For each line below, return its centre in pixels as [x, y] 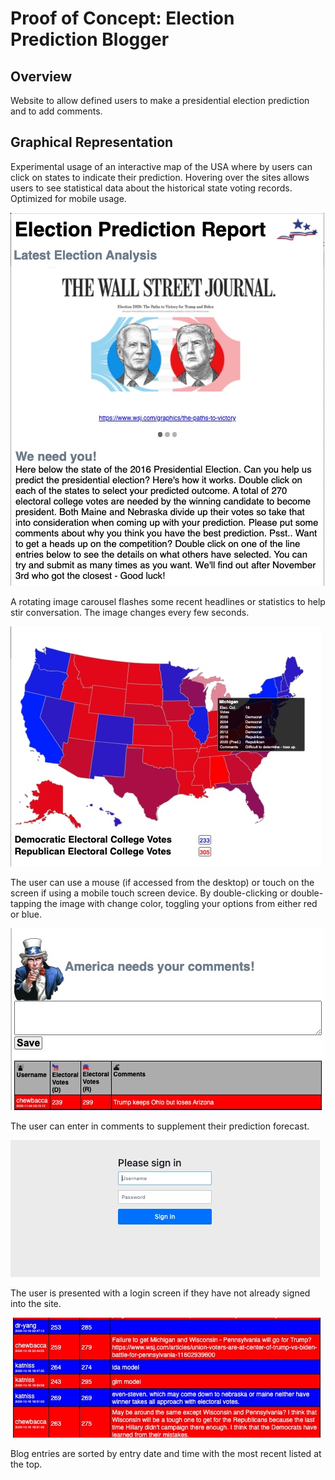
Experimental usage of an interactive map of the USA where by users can [161, 166]
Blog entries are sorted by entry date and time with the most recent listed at [166, 1453]
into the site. [36, 1303]
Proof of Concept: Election [122, 18]
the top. [26, 1464]
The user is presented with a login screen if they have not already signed [160, 1293]
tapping [26, 903]
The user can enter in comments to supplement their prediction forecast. [160, 1126]
